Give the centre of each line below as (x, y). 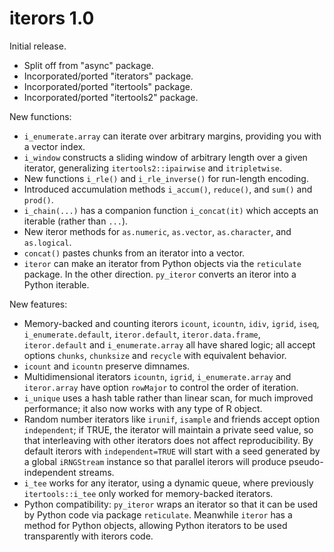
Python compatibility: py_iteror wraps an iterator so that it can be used (171, 504)
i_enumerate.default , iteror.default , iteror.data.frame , (142, 334)
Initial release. (38, 46)
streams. (96, 472)
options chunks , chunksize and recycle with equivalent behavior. (155, 355)
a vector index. (54, 146)
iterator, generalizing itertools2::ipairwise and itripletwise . (153, 168)
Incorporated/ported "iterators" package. (108, 76)
